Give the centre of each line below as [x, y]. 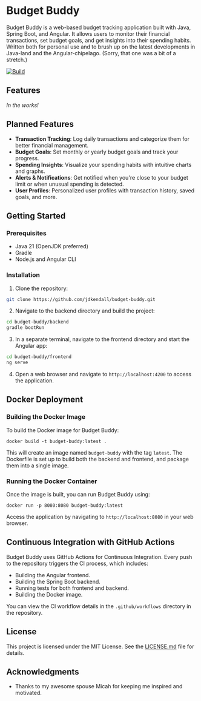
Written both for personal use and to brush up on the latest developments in [101, 47]
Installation [23, 275]
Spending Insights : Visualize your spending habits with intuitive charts [103, 164]
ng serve [17, 363]
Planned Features [40, 124]
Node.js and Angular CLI [46, 259]
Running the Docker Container [52, 481]
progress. [27, 158]
